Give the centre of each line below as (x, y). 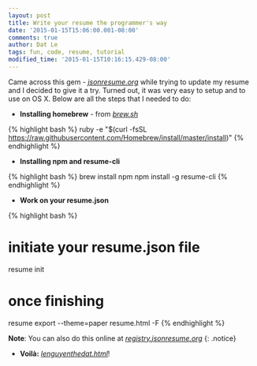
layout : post (30, 15)
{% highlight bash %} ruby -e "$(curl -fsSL (78, 129)
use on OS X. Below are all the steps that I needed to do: (100, 99)
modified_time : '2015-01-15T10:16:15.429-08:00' (89, 60)
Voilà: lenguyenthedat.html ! (65, 353)
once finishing (56, 301)
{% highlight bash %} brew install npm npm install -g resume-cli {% (118, 176)
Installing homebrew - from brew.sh (79, 114)
